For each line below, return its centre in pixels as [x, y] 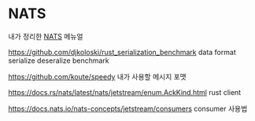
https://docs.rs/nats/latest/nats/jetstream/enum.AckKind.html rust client [125, 92]
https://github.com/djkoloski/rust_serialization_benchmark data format [122, 52]
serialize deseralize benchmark [59, 60]
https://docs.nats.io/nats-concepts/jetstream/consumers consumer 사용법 [128, 108]
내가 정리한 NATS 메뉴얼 [46, 36]
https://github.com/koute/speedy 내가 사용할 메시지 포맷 [97, 76]
